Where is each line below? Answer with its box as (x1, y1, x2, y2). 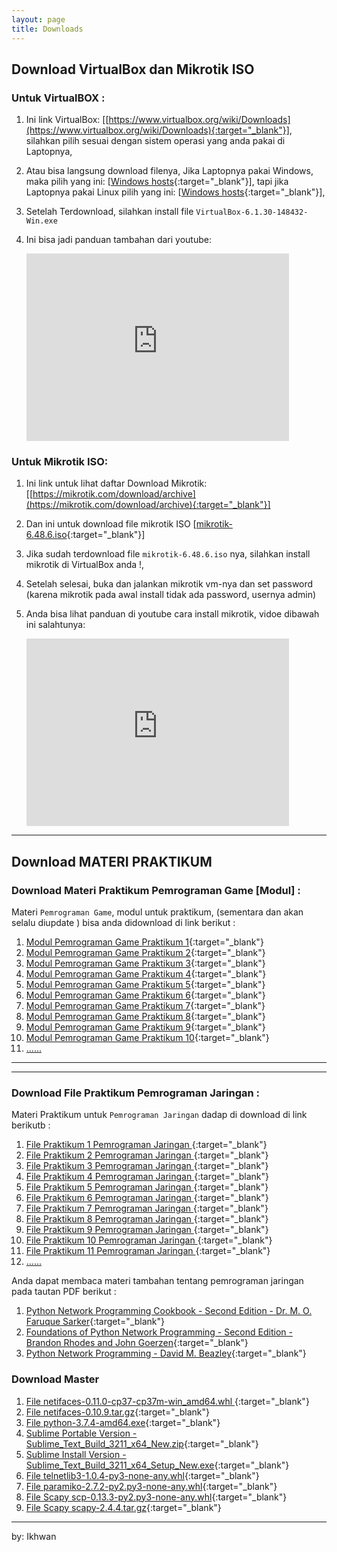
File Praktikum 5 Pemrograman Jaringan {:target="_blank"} (25, 1181, 269, 1193)
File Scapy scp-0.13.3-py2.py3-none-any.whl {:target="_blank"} (25, 1491, 288, 1503)
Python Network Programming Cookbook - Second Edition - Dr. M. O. (25, 1305, 313, 1317)
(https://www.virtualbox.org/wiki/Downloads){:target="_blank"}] (25, 124, 290, 136)
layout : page (11, 14, 66, 25)
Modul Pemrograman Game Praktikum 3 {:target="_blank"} (25, 957, 266, 970)
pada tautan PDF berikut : (11, 1286, 117, 1298)
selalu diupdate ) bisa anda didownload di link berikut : (11, 917, 236, 929)
